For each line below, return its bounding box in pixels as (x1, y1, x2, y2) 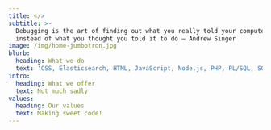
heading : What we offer (15, 79, 95, 87)
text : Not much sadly (15, 86, 89, 95)
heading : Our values (15, 102, 85, 110)
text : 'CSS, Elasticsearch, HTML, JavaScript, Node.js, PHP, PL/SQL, (15, 65, 254, 73)
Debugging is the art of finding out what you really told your (15, 27, 236, 35)
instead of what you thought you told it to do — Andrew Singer (15, 34, 236, 43)
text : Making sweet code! (15, 110, 103, 118)
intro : (8, 72, 31, 80)
